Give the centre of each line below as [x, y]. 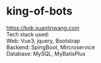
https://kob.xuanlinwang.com [43, 28]
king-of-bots [40, 11]
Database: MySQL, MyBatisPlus [46, 53]
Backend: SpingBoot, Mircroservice [51, 47]
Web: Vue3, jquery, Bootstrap [43, 41]
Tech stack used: [28, 34]
